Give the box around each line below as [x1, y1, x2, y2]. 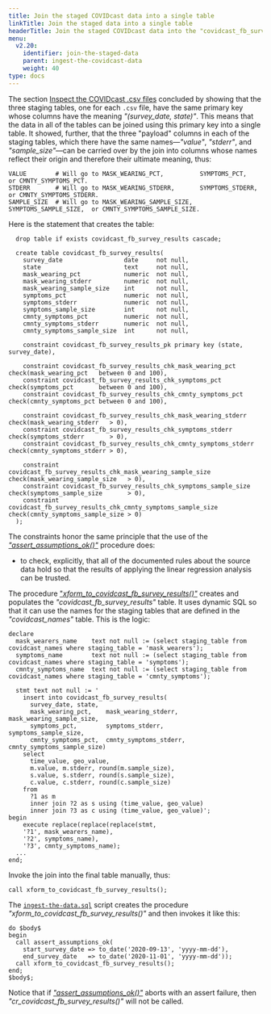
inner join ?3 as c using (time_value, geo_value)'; [29, 807, 211, 815]
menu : [8, 34, 27, 43]
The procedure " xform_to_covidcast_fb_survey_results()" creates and [8, 589, 240, 598]
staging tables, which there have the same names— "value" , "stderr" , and [8, 136, 252, 146]
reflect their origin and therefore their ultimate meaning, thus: [8, 154, 212, 164]
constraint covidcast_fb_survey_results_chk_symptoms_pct [23, 376, 222, 384]
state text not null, [23, 263, 190, 271]
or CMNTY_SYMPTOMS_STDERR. [8, 191, 99, 199]
